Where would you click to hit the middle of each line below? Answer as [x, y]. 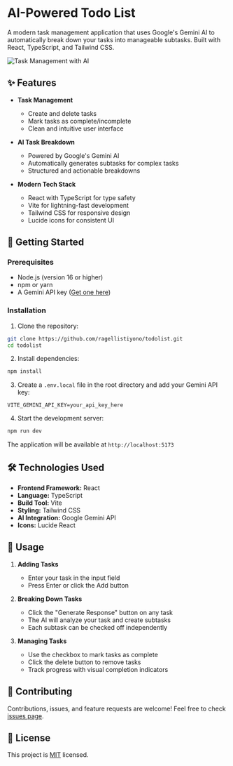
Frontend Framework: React [58, 488]
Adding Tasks [38, 564]
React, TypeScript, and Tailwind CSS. [61, 47]
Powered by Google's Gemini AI [73, 155]
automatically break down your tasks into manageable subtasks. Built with [114, 39]
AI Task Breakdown [46, 142]
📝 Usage [26, 547]
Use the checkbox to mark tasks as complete [93, 654]
